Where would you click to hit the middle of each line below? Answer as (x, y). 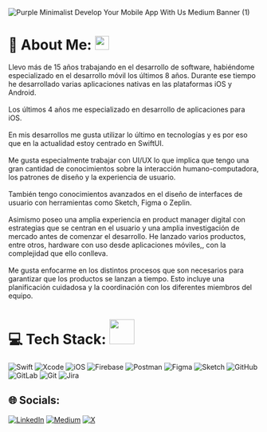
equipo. (21, 296)
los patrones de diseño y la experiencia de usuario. (92, 177)
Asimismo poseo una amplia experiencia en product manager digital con (127, 219)
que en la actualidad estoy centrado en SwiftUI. (86, 143)
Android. (22, 92)
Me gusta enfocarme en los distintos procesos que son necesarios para (126, 270)
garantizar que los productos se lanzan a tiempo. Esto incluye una (116, 278)
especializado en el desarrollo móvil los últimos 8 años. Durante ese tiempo (132, 75)
